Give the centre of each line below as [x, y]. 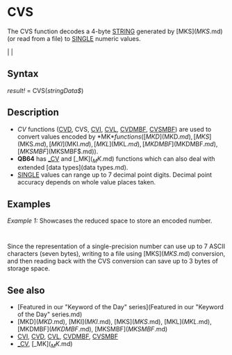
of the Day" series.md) [50, 314]
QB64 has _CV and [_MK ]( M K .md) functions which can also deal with [116, 159]
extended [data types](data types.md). [73, 168]
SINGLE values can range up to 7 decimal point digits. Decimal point [115, 175]
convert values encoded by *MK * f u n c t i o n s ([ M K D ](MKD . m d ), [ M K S [113, 137]
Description [33, 113]
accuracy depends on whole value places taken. [86, 182]
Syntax [23, 74]
